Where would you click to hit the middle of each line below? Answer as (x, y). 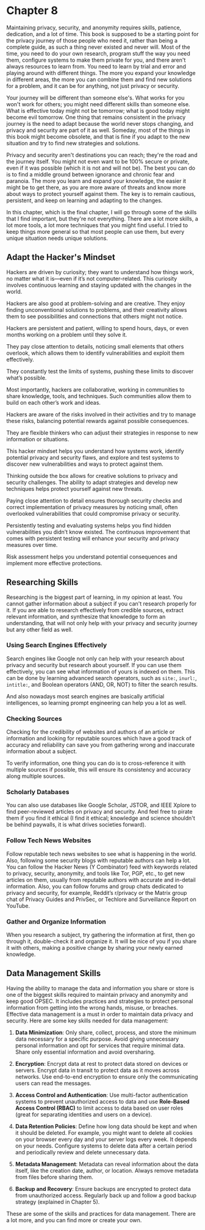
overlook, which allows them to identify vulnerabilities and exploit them (95, 353)
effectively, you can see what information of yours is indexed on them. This (101, 671)
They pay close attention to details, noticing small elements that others (95, 346)
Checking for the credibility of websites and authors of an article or (91, 732)
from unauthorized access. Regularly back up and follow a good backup (106, 1195)
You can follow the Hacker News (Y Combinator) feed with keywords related (102, 867)
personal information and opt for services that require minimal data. (100, 1045)
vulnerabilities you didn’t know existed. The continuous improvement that (98, 532)
